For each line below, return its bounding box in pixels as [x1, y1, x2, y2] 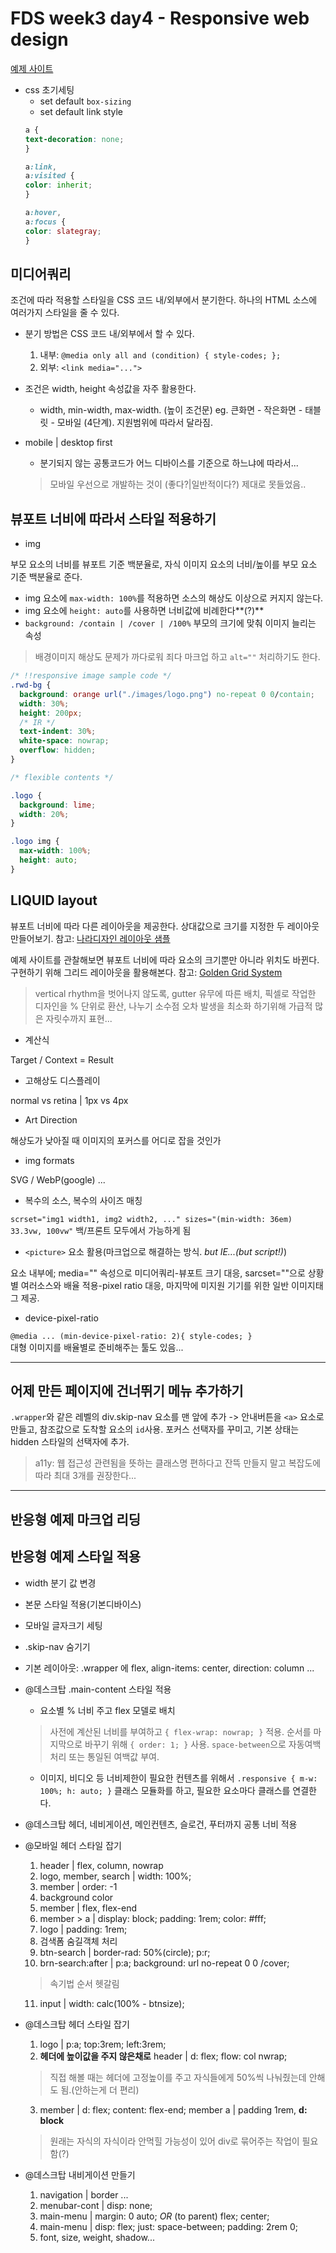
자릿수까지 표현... [45, 1012, 113, 1024]
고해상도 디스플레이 [24, 1074, 101, 1086]
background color [39, 1891, 114, 1903]
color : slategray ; [24, 226, 102, 236]
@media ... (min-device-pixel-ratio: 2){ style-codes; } [10, 1331, 253, 1341]
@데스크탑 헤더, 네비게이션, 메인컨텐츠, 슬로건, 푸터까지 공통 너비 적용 [24, 1818, 298, 1830]
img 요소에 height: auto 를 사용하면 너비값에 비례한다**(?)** [24, 605, 265, 617]
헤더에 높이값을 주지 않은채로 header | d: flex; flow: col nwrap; [39, 2050, 288, 2062]
